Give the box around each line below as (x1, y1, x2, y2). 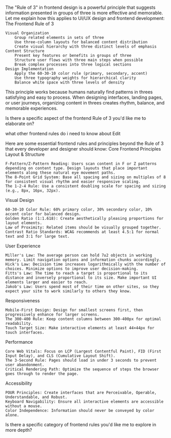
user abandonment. (5, 362, 45, 367)
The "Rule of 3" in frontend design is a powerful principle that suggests (5, 5, 156, 10)
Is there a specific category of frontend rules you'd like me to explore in (5, 422, 156, 427)
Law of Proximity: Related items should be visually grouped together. (5, 225, 161, 230)
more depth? (5, 427, 32, 433)
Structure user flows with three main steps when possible (14, 57, 143, 62)
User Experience (5, 243, 41, 249)
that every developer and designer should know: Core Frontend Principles (5, 146, 161, 152)
